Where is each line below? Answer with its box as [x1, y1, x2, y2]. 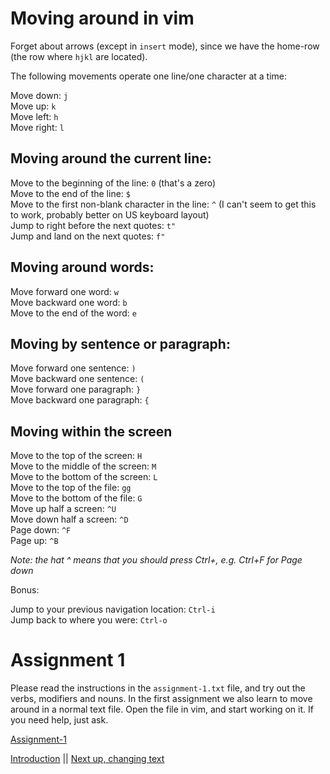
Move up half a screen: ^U [10, 503, 117, 515]
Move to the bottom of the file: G [10, 492, 143, 504]
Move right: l [10, 121, 65, 133]
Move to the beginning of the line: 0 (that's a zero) [10, 177, 217, 189]
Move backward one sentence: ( [10, 373, 145, 385]
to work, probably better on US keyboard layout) [10, 208, 210, 221]
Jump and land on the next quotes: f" [10, 230, 166, 242]
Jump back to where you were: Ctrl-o [10, 614, 168, 626]
